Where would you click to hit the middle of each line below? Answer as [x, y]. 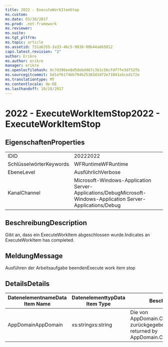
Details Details [27, 283]
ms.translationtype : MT [30, 79]
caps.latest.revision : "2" [33, 51]
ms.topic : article [24, 42]
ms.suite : [15, 33]
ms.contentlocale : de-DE [31, 84]
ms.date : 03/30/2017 [27, 19]
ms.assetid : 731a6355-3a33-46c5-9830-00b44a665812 [59, 47]
